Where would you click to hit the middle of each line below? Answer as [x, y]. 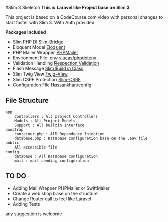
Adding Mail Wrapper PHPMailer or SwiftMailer [61, 188]
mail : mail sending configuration [52, 161]
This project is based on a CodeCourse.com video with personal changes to [84, 17]
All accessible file [36, 147]
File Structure [27, 100]
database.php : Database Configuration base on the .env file [81, 138]
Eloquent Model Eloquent [39, 47]
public [12, 143]
